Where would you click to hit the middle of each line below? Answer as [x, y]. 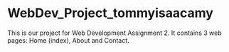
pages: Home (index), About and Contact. [68, 40]
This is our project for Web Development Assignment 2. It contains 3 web [114, 33]
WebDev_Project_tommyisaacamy [110, 13]
